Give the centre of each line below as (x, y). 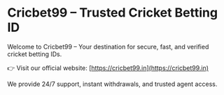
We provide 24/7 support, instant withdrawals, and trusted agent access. (112, 84)
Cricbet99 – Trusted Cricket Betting (113, 13)
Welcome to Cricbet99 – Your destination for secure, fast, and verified (108, 46)
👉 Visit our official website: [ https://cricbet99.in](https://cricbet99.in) (108, 68)
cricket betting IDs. (35, 54)
